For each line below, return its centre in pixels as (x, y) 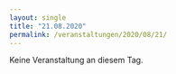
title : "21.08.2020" (48, 26)
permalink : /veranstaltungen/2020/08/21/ (88, 34)
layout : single (38, 18)
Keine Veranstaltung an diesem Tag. (76, 60)
